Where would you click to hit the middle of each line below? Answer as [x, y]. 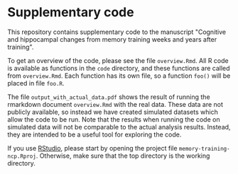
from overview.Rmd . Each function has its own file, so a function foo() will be [119, 76]
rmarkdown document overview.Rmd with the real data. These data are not [115, 104]
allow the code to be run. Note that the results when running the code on [114, 119]
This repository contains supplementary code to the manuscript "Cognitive [117, 32]
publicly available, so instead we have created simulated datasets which [113, 112]
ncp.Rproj [22, 156]
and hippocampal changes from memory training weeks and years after [112, 39]
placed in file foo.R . [36, 83]
